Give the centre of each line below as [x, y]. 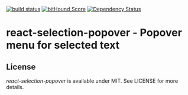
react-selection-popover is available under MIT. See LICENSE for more [92, 81]
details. [15, 87]
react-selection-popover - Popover [94, 33]
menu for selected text [63, 45]
